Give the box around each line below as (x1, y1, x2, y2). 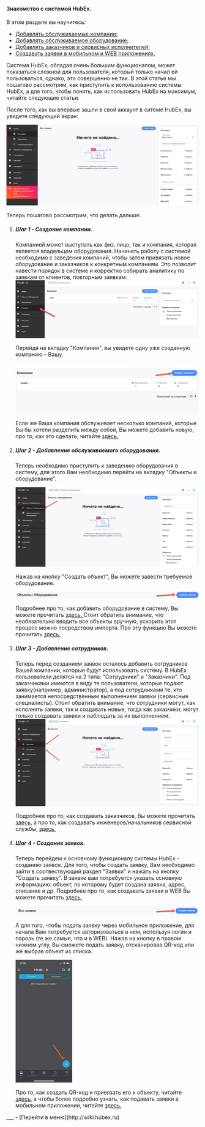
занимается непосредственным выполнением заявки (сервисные (15, 693, 188, 700)
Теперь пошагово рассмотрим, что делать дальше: (6, 212, 141, 219)
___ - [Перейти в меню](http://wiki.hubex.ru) (6, 1114, 120, 1121)
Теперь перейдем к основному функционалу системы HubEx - (15, 855, 180, 862)
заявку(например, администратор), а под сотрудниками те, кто (15, 686, 182, 694)
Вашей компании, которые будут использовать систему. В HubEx (15, 667, 187, 674)
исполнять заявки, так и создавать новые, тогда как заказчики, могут (15, 705, 199, 713)
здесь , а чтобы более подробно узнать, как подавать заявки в (15, 1095, 179, 1103)
